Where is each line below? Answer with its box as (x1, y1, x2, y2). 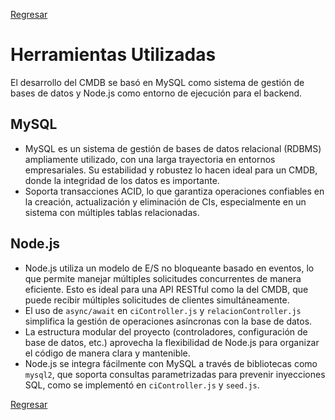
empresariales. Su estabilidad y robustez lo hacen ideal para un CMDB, (24, 164, 318, 176)
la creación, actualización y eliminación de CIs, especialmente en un (24, 195, 307, 208)
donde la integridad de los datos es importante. (24, 174, 220, 186)
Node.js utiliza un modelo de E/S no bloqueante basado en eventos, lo (24, 262, 315, 274)
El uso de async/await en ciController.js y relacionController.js (24, 304, 302, 316)
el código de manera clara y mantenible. (24, 347, 191, 359)
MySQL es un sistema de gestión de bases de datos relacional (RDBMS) (24, 142, 322, 154)
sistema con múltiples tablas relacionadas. (24, 206, 200, 218)
